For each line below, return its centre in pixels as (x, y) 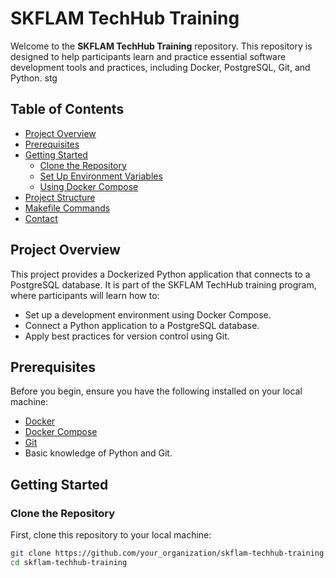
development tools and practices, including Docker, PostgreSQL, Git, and (160, 67)
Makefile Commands (67, 208)
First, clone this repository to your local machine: (111, 535)
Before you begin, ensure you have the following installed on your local (156, 391)
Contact (41, 218)
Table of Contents (67, 109)
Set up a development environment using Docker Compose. (148, 314)
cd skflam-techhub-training (69, 562)
